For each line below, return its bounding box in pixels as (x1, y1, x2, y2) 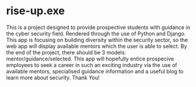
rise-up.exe (6, 4, 65, 18)
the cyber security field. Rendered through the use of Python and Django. (6, 30, 186, 37)
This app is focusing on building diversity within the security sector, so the (6, 36, 188, 43)
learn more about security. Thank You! (6, 74, 100, 81)
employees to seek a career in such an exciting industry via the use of (6, 61, 178, 69)
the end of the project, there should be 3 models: (6, 49, 127, 56)
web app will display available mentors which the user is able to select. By (6, 43, 187, 50)
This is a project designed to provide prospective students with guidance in (6, 24, 191, 31)
